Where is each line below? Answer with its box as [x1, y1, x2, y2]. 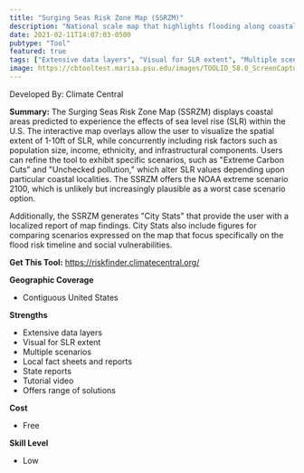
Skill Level [9, 437, 49, 449]
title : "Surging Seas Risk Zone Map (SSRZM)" [9, 13, 184, 23]
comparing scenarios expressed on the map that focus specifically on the [9, 229, 284, 240]
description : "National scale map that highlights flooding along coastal [9, 22, 298, 31]
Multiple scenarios [22, 346, 92, 357]
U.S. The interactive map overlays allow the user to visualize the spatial [9, 125, 274, 136]
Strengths [9, 309, 48, 320]
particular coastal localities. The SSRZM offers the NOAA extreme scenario [9, 173, 289, 184]
